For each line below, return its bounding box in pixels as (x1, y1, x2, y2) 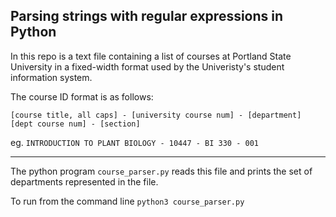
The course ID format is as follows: (10, 90, 154, 103)
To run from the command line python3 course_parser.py (10, 195, 245, 207)
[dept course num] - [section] (10, 119, 141, 129)
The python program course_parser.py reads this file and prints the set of (10, 165, 313, 177)
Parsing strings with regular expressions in (10, 8, 284, 25)
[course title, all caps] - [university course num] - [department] (10, 110, 302, 120)
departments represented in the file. (10, 175, 159, 188)
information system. (10, 71, 93, 83)
